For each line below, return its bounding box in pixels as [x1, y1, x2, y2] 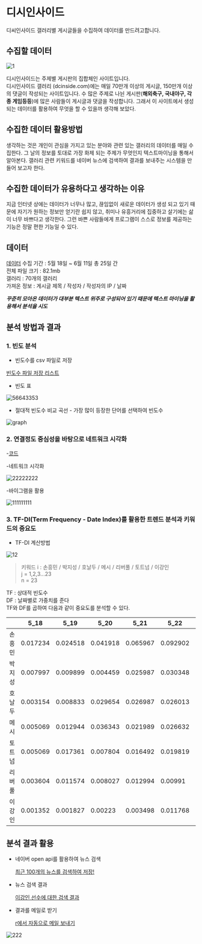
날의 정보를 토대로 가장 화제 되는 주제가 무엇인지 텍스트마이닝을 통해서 [29, 149, 194, 156]
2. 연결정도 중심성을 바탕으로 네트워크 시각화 [6, 435, 127, 443]
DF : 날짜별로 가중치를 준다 [6, 597, 69, 604]
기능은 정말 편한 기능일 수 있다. [6, 223, 79, 230]
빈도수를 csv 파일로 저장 [14, 356, 72, 364]
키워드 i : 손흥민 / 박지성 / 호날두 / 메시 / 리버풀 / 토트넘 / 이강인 [20, 563, 170, 571]
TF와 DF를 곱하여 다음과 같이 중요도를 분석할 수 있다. [6, 604, 130, 612]
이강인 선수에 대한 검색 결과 [14, 894, 80, 901]
